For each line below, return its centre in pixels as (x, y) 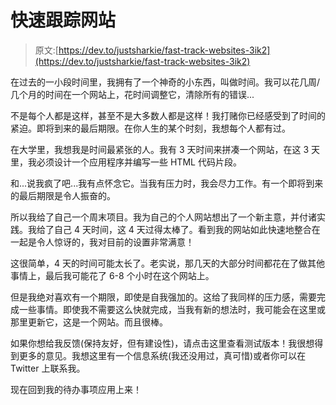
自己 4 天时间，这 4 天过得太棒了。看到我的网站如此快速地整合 (182, 229)
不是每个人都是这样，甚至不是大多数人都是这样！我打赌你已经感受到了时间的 (168, 115)
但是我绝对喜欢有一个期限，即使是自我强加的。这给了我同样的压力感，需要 (163, 297)
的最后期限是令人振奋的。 (63, 195)
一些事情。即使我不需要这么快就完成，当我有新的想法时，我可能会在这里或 (172, 309)
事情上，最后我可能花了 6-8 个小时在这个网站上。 (112, 275)
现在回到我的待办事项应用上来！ (76, 389)
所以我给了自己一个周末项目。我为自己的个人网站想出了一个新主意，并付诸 (163, 217)
